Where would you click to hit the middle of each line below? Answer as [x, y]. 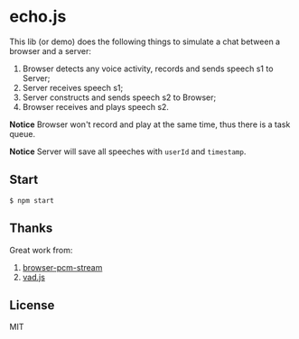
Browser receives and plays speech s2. [96, 106]
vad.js [33, 277]
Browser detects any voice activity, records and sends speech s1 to [148, 69]
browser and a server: [51, 50]
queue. [23, 133]
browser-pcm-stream [62, 267]
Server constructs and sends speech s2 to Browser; [119, 97]
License [32, 305]
